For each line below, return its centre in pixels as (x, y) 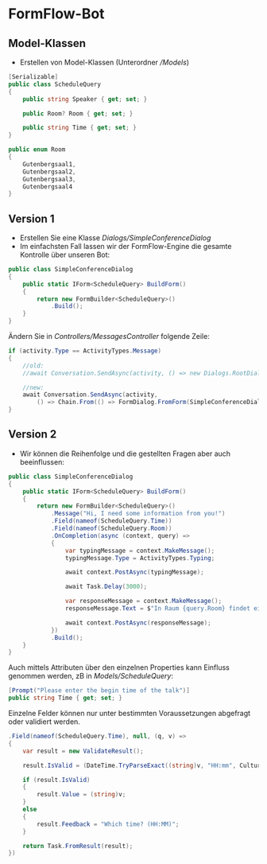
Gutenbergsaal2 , (50, 172)
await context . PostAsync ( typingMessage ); (134, 572)
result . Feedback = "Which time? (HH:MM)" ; (108, 824)
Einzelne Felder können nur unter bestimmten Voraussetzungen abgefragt (130, 713)
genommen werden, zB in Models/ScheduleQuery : (91, 676)
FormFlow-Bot (56, 14)
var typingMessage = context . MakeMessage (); (140, 551)
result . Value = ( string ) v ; (81, 795)
